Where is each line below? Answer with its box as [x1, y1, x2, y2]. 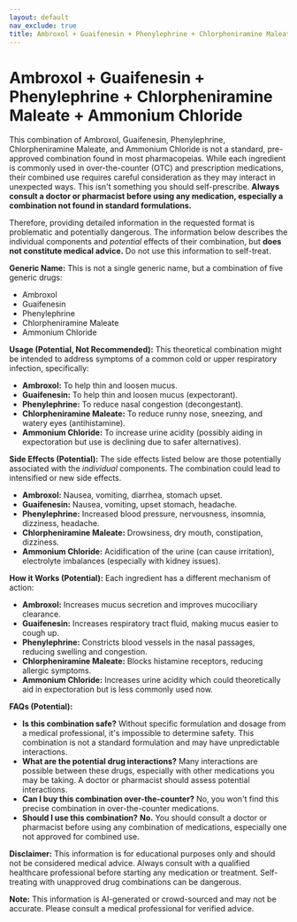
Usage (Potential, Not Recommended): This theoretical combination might [9, 345, 282, 355]
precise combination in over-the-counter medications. [21, 803, 219, 814]
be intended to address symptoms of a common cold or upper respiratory [9, 353, 278, 364]
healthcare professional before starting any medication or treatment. [9, 867, 259, 878]
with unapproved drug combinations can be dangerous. [39, 877, 241, 887]
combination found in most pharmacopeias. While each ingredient [45, 153, 286, 164]
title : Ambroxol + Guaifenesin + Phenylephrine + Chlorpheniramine [9, 29, 263, 38]
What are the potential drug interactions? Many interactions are [21, 756, 258, 767]
